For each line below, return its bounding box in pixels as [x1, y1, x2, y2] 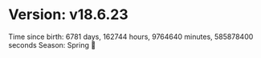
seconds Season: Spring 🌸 [8, 40, 96, 49]
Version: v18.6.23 [8, 6, 128, 24]
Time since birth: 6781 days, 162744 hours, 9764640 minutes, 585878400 [8, 32, 254, 41]
